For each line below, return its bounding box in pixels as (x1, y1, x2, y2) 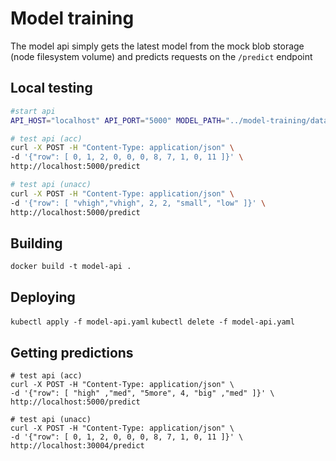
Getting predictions (10, 344, 134, 361)
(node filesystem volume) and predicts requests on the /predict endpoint (10, 50, 313, 62)
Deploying (10, 288, 76, 306)
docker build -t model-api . (10, 262, 132, 272)
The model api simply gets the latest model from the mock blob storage (10, 40, 305, 52)
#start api (10, 106, 56, 116)
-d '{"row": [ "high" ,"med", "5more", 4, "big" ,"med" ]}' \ (10, 388, 275, 398)
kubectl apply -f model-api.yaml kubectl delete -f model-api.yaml (10, 317, 295, 327)
